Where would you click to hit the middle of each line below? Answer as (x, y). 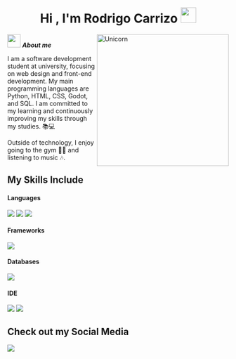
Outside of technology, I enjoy (51, 142)
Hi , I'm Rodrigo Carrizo (109, 19)
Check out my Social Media (68, 331)
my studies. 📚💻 (31, 126)
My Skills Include (45, 180)
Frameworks (26, 230)
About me (37, 45)
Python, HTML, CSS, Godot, (48, 96)
